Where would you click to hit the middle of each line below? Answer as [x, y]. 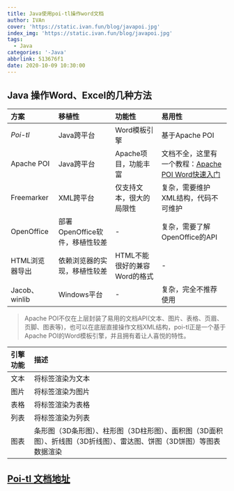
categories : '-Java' [37, 53]
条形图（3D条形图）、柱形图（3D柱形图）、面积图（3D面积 [128, 431]
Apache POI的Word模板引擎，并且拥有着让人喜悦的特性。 [107, 336]
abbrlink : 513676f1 [36, 59]
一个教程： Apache [192, 164]
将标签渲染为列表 [62, 418]
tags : [15, 40]
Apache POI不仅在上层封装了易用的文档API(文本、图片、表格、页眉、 [124, 318]
